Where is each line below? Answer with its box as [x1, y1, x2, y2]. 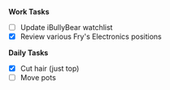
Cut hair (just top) [20, 64, 80, 74]
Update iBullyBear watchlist [20, 23, 113, 32]
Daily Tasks [8, 48, 49, 58]
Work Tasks [8, 7, 50, 16]
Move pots [20, 73, 57, 83]
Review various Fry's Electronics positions [20, 32, 162, 41]
